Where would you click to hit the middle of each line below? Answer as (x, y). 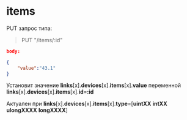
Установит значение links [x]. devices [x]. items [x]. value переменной (94, 85)
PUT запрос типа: (29, 28)
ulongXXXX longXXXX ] (37, 110)
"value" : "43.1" (37, 68)
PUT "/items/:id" (42, 40)
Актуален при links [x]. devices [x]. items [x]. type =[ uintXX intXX (87, 104)
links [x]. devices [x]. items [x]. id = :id (50, 92)
